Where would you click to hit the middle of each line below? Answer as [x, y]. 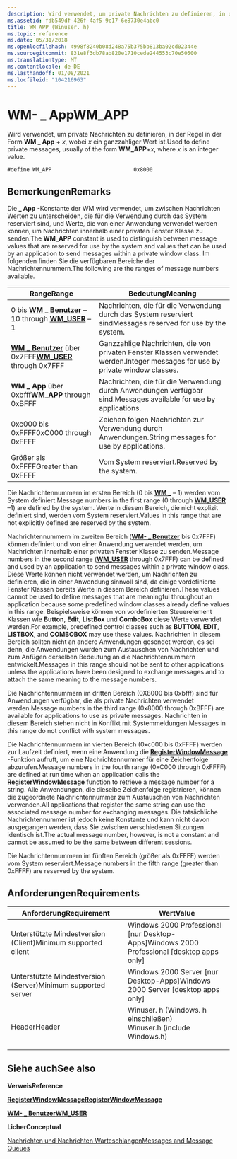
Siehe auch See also [51, 1069]
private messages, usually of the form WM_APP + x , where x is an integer [113, 149]
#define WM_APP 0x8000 [80, 170]
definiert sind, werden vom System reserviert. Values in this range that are [114, 515]
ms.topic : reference [38, 34]
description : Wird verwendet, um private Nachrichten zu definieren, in [116, 14]
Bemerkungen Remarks [59, 191]
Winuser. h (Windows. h [167, 1010]
